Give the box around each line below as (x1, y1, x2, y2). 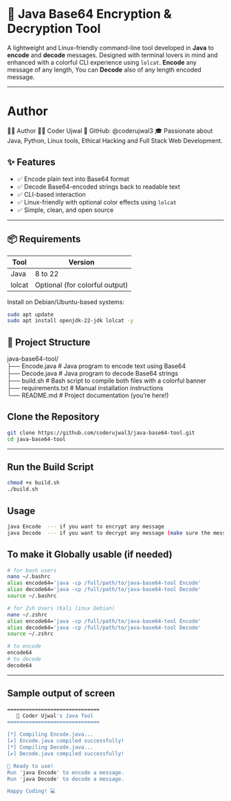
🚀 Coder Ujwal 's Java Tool (16, 712, 94, 719)
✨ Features (7, 156, 56, 168)
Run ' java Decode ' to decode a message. (7, 776, 125, 782)
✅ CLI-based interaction (16, 190, 86, 198)
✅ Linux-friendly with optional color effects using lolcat (16, 197, 177, 206)
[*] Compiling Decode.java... (7, 744, 94, 751)
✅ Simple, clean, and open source (16, 206, 114, 214)
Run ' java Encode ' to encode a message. (7, 769, 125, 776)
